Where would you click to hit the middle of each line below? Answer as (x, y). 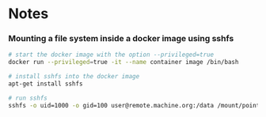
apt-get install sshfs (46, 84)
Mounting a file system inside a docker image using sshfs (121, 39)
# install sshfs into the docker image (74, 77)
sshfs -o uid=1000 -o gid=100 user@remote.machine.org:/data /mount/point (134, 105)
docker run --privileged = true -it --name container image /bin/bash (123, 62)
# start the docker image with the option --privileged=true (111, 55)
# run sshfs (28, 98)
